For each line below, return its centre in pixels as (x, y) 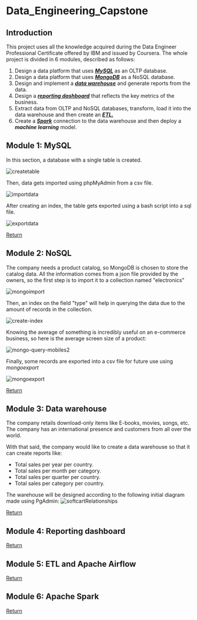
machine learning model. (46, 127)
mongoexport (23, 368)
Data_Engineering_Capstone (77, 11)
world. (14, 435)
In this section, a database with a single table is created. (74, 160)
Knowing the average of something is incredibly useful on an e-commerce (96, 332)
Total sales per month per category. (58, 471)
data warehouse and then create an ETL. (64, 114)
